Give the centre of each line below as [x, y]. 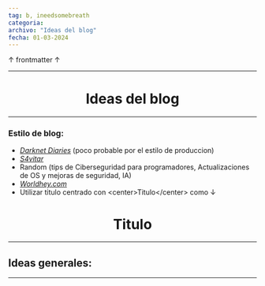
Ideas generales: [50, 263]
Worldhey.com [43, 184]
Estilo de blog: [36, 133]
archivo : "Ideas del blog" [52, 30]
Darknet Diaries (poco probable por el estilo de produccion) [117, 150]
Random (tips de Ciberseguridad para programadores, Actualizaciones [134, 167]
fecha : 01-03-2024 [38, 37]
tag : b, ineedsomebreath [49, 15]
